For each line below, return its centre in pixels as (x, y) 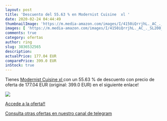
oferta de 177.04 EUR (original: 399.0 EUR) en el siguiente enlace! (72, 85)
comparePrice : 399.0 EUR (31, 61)
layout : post (19, 10)
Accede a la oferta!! (25, 104)
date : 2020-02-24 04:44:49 (33, 19)
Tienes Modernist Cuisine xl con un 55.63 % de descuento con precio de (80, 80)
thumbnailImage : (22, 24)
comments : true (21, 33)
